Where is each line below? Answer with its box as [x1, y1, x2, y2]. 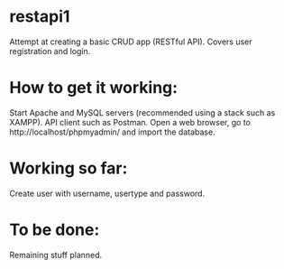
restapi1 [9, 6, 70, 27]
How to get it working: [9, 78, 179, 98]
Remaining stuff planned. [9, 249, 103, 260]
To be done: [9, 219, 100, 240]
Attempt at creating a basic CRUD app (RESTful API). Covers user [9, 36, 252, 47]
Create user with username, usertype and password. [9, 188, 206, 199]
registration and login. [9, 45, 91, 56]
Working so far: [9, 158, 128, 179]
